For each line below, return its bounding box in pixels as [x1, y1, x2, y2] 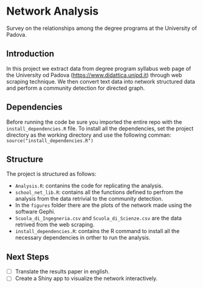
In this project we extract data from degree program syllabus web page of [6, 65, 191, 72]
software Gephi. [15, 208, 56, 215]
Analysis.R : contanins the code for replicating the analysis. [15, 182, 163, 190]
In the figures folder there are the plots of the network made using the [15, 201, 192, 209]
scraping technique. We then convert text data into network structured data [6, 77, 196, 85]
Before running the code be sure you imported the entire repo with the [6, 118, 182, 126]
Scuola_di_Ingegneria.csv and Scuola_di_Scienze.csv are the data [15, 215, 182, 222]
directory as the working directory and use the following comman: [6, 131, 171, 139]
